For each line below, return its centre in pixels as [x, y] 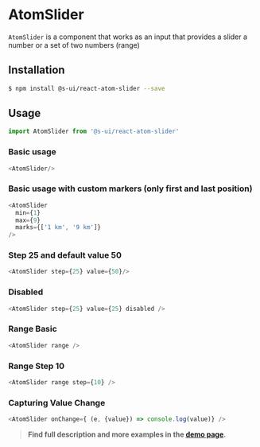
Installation [37, 70]
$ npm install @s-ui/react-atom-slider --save [87, 88]
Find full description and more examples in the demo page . [127, 434]
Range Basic [33, 329]
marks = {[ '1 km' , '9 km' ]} [58, 227]
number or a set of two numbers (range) [74, 45]
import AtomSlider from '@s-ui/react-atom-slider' [94, 132]
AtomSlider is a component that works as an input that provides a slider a [128, 37]
